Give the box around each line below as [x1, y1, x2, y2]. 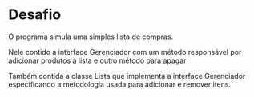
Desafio [8, 6, 62, 24]
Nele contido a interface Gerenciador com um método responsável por [8, 47, 242, 56]
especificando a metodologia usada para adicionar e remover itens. [8, 80, 231, 89]
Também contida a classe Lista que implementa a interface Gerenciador [8, 71, 246, 80]
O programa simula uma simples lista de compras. [8, 32, 174, 41]
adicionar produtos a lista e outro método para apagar [8, 56, 187, 65]
